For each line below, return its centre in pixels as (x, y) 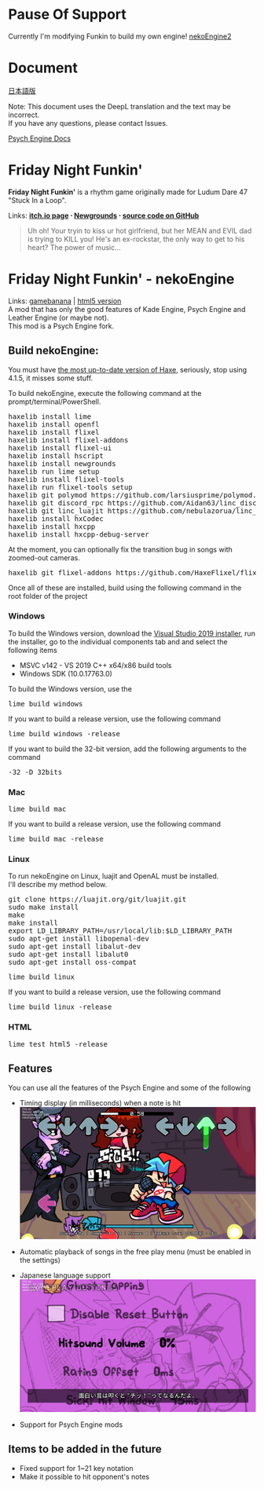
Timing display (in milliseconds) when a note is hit (100, 1102)
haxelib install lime (50, 416)
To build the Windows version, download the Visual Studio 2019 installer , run (132, 633)
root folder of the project (48, 596)
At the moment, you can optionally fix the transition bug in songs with (121, 549)
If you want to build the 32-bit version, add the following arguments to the (128, 749)
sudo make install (44, 908)
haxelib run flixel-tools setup (70, 487)
